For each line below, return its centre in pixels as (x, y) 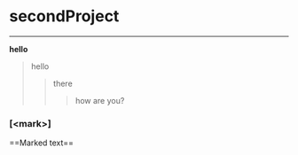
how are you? (100, 100)
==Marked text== (41, 143)
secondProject (64, 16)
